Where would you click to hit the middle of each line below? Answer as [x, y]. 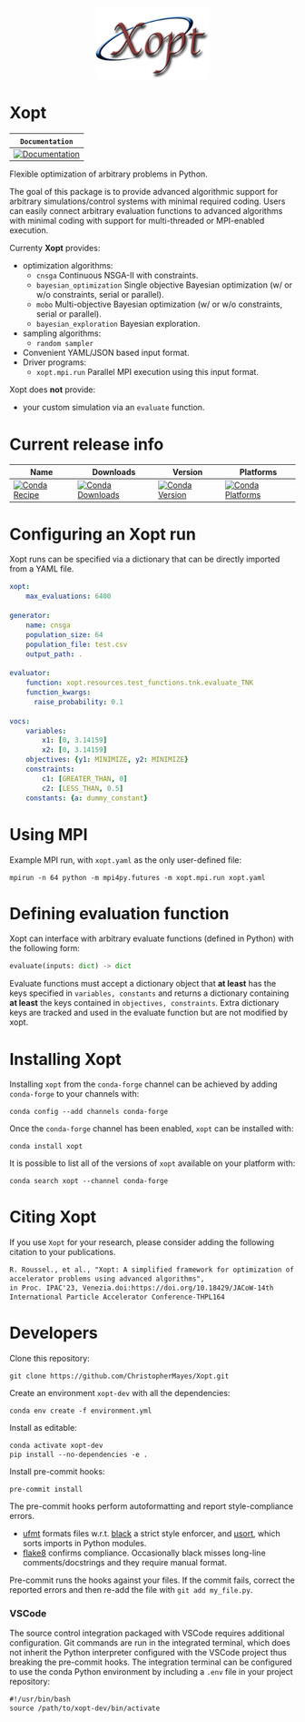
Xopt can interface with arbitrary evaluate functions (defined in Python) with [152, 938]
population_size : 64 [64, 634]
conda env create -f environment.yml [81, 1411]
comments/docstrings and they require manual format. [124, 1563]
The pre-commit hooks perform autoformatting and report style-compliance [152, 1506]
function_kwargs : [59, 693]
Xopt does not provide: [53, 390]
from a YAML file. [42, 569]
